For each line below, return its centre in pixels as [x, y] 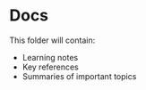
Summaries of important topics [79, 76]
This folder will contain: [52, 40]
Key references [50, 67]
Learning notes [50, 57]
